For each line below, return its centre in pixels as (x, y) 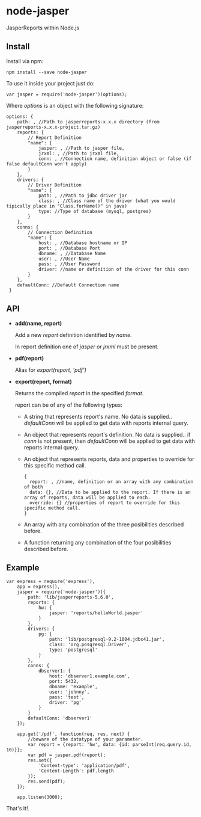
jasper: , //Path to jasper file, (81, 148)
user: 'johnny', (69, 692)
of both (33, 487)
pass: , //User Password (69, 264)
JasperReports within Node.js (43, 28)
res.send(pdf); (47, 782)
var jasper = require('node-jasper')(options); (67, 94)
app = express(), (39, 587)
